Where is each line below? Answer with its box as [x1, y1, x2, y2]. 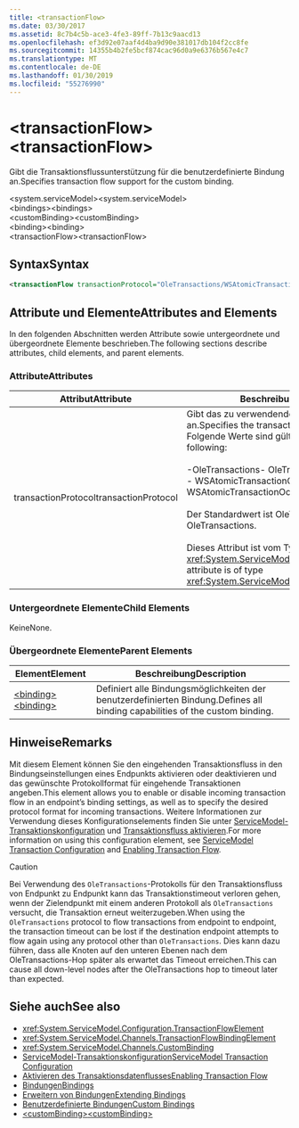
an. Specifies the [186, 419, 255, 432]
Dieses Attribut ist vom [186, 541, 282, 554]
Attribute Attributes [9, 369, 93, 382]
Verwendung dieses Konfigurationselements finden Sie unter [9, 815, 232, 826]
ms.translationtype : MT [9, 54, 98, 63]
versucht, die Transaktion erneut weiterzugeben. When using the [9, 907, 246, 918]
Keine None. [9, 622, 53, 633]
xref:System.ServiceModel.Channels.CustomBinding [21, 1042, 214, 1052]
